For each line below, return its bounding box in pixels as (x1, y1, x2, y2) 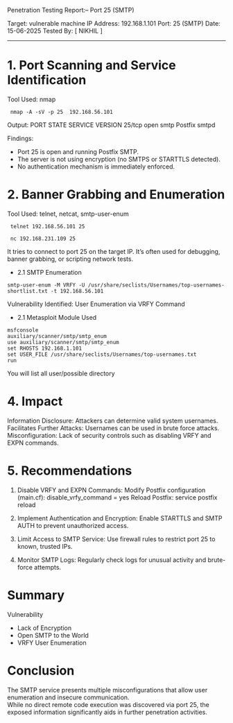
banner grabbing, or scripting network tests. (7, 255, 134, 263)
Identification (7, 72, 87, 88)
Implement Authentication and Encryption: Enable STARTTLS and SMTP (17, 513, 223, 522)
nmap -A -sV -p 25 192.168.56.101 (10, 108, 113, 115)
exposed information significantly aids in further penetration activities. (7, 708, 208, 716)
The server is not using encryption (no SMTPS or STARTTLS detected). (17, 155, 221, 163)
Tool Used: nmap (7, 95, 56, 103)
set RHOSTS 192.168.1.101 (7, 345, 82, 352)
